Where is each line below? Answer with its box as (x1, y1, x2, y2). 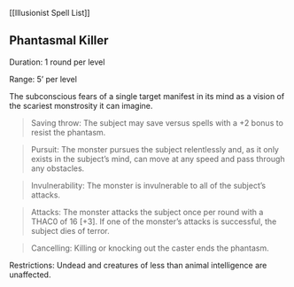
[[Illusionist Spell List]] (9, 8, 90, 18)
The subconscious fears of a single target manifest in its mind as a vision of (9, 90, 285, 101)
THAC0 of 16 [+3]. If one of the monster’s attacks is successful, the (30, 216, 277, 227)
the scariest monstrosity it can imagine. (9, 100, 153, 111)
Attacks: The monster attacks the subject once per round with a (30, 206, 264, 217)
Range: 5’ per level (9, 74, 78, 84)
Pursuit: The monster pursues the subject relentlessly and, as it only (30, 143, 279, 154)
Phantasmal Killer (9, 33, 109, 48)
